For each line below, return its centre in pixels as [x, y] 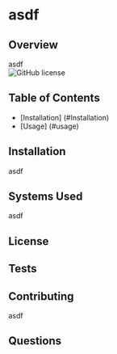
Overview [33, 45]
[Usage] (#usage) [49, 126]
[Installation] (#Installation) [65, 117]
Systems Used [46, 197]
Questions [35, 341]
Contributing [41, 296]
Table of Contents [54, 98]
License [29, 241]
